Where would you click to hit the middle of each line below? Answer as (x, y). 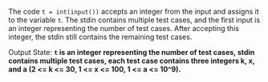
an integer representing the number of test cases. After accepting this (124, 28)
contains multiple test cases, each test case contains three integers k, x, (132, 61)
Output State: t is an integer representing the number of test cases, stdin (132, 52)
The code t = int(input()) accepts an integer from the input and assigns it (134, 12)
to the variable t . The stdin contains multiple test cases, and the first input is (134, 20)
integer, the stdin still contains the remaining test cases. (100, 37)
